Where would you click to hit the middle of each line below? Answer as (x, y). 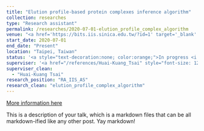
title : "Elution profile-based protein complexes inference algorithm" (99, 12)
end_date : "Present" (32, 46)
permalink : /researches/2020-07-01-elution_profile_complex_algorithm (97, 29)
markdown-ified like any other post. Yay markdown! (71, 121)
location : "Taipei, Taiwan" (42, 52)
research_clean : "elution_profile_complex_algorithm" (76, 86)
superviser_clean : (29, 69)
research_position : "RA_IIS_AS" (47, 80)
